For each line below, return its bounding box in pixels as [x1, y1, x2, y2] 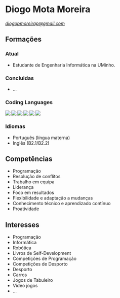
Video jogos [12, 283, 38, 289]
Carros [12, 272, 27, 278]
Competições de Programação [12, 255, 77, 262]
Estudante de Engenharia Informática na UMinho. [12, 62, 115, 68]
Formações [5, 35, 42, 44]
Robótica [12, 245, 31, 251]
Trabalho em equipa [12, 179, 55, 185]
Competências [5, 154, 53, 163]
